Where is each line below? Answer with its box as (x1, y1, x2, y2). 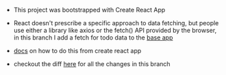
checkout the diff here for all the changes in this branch (13, 60, 171, 67)
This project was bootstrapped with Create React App (13, 6, 166, 14)
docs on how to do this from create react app (13, 47, 142, 55)
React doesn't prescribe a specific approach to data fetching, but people (13, 19, 219, 27)
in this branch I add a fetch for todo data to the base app (13, 33, 173, 42)
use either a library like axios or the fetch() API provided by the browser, (13, 27, 217, 34)
